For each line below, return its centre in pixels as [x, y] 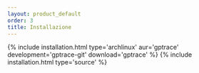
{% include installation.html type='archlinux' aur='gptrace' [93, 47]
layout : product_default [44, 14]
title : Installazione [40, 27]
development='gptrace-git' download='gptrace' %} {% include [100, 55]
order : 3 [20, 21]
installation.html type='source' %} [57, 62]
